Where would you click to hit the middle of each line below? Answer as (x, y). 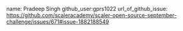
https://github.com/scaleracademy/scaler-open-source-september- (91, 15)
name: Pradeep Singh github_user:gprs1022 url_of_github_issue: (87, 9)
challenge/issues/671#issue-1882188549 (58, 22)
